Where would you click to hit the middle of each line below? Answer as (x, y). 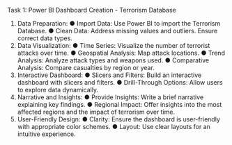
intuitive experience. (47, 134)
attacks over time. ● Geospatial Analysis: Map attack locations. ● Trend (121, 53)
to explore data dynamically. (58, 90)
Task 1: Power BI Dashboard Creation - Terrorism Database (92, 10)
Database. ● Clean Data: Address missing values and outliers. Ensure (117, 31)
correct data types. (45, 38)
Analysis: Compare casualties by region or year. (86, 68)
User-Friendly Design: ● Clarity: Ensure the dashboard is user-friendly (119, 119)
